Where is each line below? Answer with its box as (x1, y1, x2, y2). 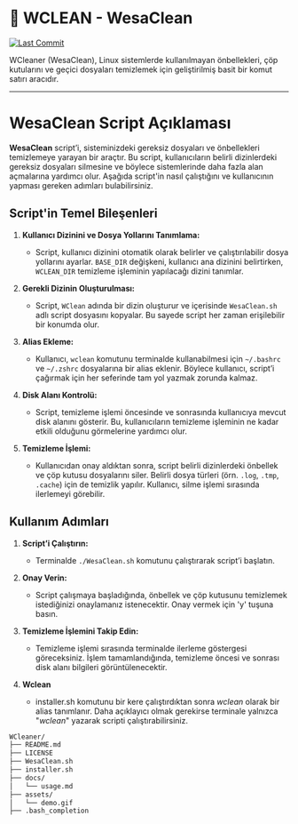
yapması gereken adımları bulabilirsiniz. (9, 180, 153, 190)
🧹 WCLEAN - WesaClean (9, 8, 193, 28)
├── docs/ (9, 773, 46, 782)
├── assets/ (9, 790, 53, 799)
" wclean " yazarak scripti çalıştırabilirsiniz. (35, 715, 189, 725)
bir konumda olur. (35, 319, 100, 330)
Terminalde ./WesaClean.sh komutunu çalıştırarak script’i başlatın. (35, 555, 275, 565)
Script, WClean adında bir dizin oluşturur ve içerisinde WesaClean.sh (35, 300, 278, 310)
